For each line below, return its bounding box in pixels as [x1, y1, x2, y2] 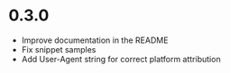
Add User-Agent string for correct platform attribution [21, 53, 222, 64]
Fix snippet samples [21, 44, 97, 54]
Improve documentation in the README [21, 35, 169, 45]
